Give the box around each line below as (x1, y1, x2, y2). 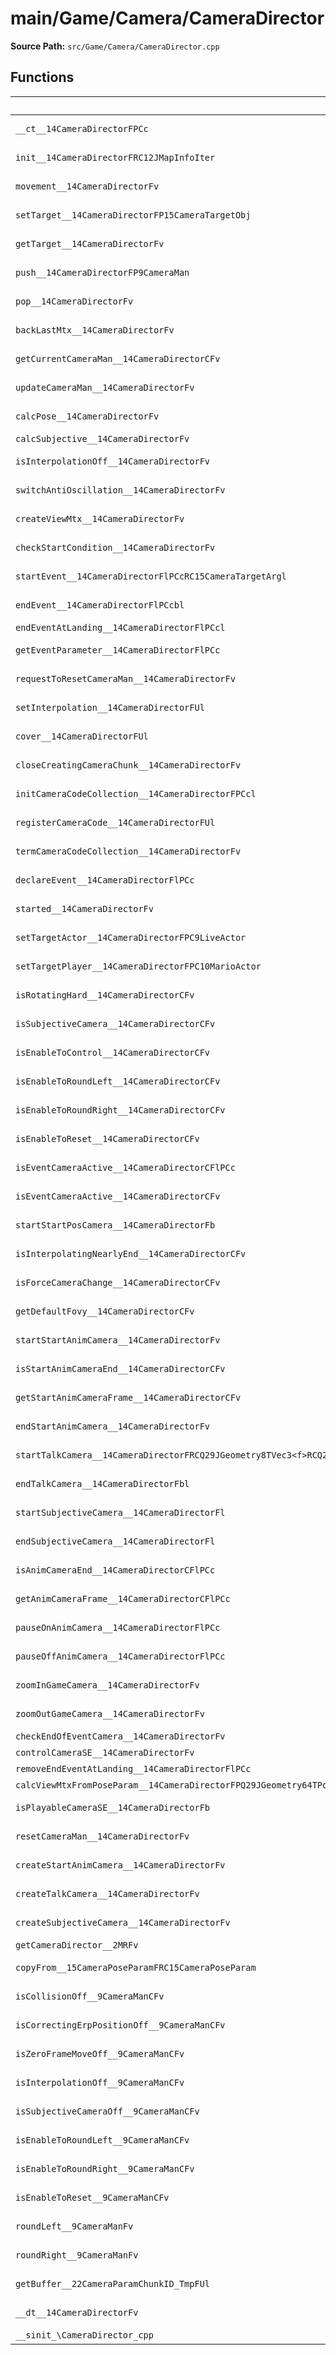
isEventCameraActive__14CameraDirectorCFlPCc (15, 1162, 236, 1173)
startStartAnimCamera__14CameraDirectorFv (15, 1334, 221, 1346)
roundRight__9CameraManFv (15, 2249, 139, 2261)
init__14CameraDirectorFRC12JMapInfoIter (15, 152, 216, 163)
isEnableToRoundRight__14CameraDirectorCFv (15, 1104, 226, 1116)
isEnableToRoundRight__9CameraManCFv (15, 2163, 195, 2174)
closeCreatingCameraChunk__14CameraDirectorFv (15, 759, 242, 771)
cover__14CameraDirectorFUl (15, 730, 149, 742)
